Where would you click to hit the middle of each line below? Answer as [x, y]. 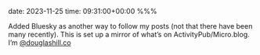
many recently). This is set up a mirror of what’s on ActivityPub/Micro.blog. [129, 34]
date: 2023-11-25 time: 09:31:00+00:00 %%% [83, 11]
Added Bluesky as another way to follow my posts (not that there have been [130, 26]
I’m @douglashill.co [40, 43]
